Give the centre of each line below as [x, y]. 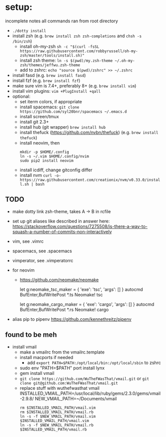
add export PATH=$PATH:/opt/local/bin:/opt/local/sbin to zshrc [94, 363]
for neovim [23, 270]
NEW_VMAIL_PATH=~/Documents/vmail [76, 398]
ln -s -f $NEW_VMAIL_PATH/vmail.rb [56, 425]
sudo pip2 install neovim [46, 160]
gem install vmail [37, 373]
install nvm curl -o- [40, 175]
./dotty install [29, 31]
